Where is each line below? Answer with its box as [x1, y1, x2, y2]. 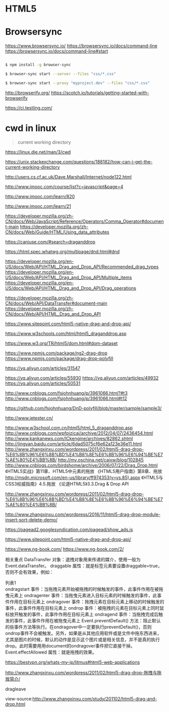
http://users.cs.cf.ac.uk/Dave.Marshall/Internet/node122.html [5, 173, 132, 180]
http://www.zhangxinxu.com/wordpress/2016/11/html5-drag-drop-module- [5, 511, 160, 517]
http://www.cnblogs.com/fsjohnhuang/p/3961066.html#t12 [5, 395, 128, 401]
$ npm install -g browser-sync [5, 63, 71, 68]
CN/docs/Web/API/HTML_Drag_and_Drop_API [5, 311, 101, 317]
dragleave [5, 686, 26, 692]
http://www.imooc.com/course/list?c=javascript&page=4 [5, 184, 124, 190]
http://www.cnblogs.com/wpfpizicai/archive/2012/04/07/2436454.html [5, 430, 153, 436]
